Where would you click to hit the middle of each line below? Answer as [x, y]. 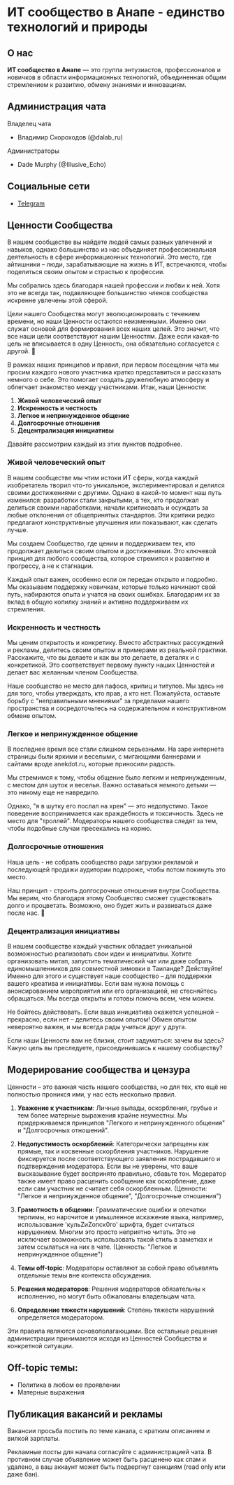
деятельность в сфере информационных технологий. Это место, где [109, 257]
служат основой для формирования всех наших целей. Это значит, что [114, 329]
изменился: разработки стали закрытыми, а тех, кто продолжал [103, 500]
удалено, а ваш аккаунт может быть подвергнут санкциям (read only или [116, 1467]
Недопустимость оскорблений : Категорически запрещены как [113, 1144]
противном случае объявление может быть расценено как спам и [107, 1460]
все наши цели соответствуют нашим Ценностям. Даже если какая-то [113, 337]
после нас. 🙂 [26, 913]
